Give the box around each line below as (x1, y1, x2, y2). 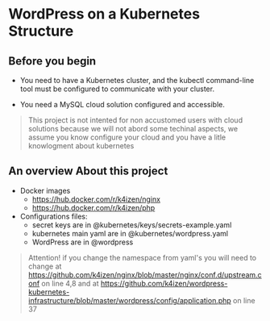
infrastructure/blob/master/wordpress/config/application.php (27, 295, 231, 305)
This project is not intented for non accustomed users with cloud (27, 115, 243, 125)
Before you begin (8, 54, 97, 68)
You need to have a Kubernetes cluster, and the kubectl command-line (19, 76, 255, 85)
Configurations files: (19, 211, 88, 221)
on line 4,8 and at (41, 278, 99, 288)
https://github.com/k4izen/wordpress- (100, 278, 228, 288)
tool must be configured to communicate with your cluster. (19, 84, 215, 94)
